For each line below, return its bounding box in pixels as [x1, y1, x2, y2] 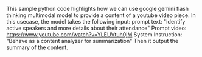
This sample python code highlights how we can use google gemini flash [6, 5, 189, 12]
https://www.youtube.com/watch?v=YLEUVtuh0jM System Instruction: [6, 31, 183, 38]
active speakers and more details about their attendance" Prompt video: [6, 24, 187, 32]
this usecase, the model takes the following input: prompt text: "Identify [6, 18, 186, 25]
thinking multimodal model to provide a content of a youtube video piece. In [6, 12, 196, 19]
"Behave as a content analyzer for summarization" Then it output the [6, 38, 178, 44]
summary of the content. [6, 44, 68, 51]
